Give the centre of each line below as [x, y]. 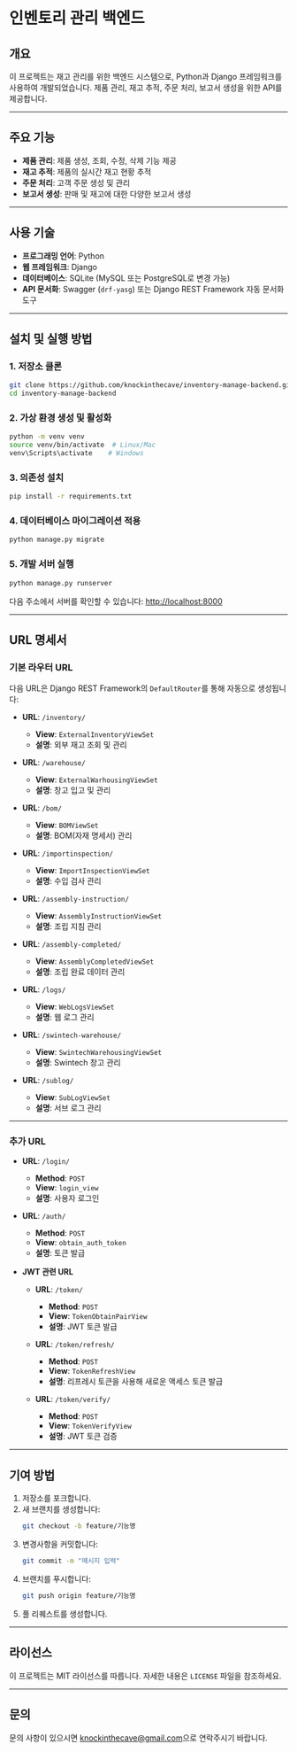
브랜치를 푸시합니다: [56, 1579]
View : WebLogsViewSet [75, 1007]
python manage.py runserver [61, 583]
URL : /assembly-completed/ [72, 944]
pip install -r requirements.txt [71, 497]
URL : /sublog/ [48, 1081]
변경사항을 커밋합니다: [60, 1544]
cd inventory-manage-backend [63, 394]
